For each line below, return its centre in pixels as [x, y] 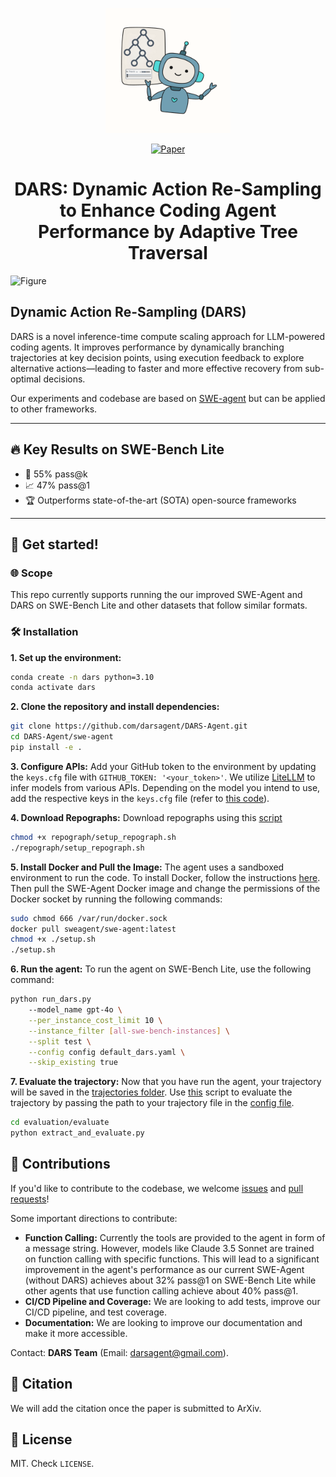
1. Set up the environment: [66, 657]
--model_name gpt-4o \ [75, 1010]
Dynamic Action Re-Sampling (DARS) [128, 312]
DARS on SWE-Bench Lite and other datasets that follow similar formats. [159, 605]
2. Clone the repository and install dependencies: [115, 707]
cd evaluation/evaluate [60, 1123]
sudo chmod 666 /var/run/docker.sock [89, 918]
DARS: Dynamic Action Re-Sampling [168, 189]
